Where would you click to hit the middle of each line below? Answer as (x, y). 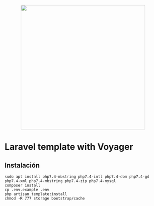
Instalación (22, 165)
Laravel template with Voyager (69, 147)
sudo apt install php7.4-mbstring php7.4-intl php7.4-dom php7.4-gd (77, 177)
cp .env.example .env (27, 190)
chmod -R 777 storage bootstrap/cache (45, 199)
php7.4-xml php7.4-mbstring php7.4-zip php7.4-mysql (60, 181)
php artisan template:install (36, 194)
